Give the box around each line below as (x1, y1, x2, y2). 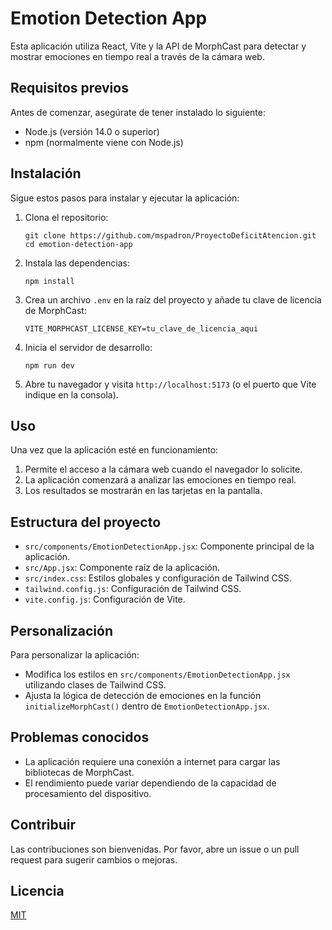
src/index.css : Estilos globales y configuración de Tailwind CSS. (24, 572, 292, 584)
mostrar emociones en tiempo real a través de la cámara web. (10, 50, 265, 62)
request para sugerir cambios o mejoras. (10, 853, 178, 866)
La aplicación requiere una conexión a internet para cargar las (24, 755, 281, 767)
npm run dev (24, 360, 75, 371)
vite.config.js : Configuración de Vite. (24, 593, 186, 606)
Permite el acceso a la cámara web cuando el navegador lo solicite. (24, 463, 303, 476)
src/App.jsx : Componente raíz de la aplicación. (24, 562, 220, 574)
